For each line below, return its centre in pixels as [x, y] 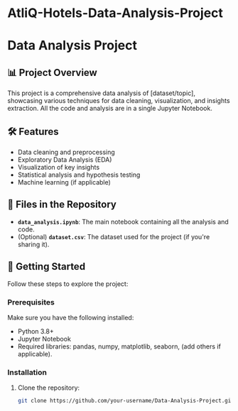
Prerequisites [31, 302]
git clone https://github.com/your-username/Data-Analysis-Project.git [126, 401]
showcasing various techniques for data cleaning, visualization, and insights [119, 101]
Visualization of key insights [59, 167]
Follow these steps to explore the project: [68, 284]
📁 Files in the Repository [62, 205]
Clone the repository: [49, 388]
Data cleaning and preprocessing [66, 152]
